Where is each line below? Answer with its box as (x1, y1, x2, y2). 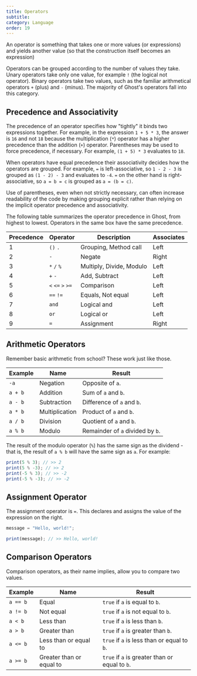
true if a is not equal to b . (102, 607, 171, 615)
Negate (80, 253, 101, 261)
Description (97, 233, 131, 242)
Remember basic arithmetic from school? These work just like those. (6, 355, 172, 362)
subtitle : (6, 14, 30, 20)
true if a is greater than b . (102, 627, 172, 635)
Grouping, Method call (80, 243, 142, 252)
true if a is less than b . (102, 617, 163, 625)
